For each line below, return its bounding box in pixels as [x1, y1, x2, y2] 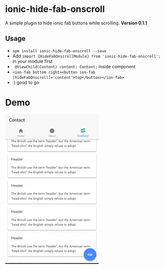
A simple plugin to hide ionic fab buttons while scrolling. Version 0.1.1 [5, 20, 148, 26]
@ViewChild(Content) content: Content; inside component [14, 63, 136, 69]
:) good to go [12, 79, 39, 85]
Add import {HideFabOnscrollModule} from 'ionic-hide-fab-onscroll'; [12, 53, 161, 59]
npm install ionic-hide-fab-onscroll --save [12, 48, 107, 53]
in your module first [12, 58, 53, 64]
